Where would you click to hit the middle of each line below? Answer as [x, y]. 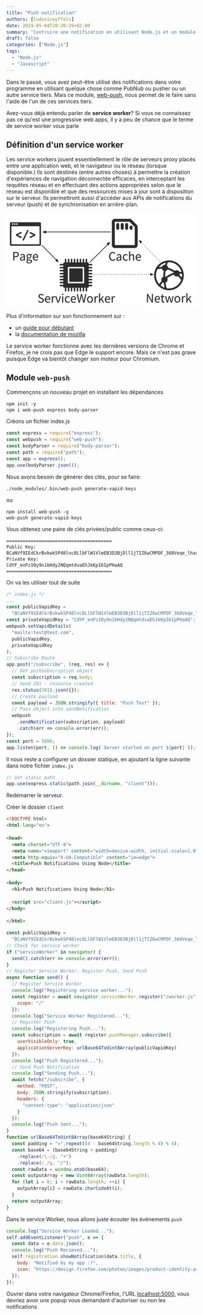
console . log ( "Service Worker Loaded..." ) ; [60, 1231]
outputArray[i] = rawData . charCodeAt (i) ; [70, 1188]
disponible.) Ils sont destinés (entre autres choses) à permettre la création [98, 172]
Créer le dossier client [35, 807]
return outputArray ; [37, 1201]
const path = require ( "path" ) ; [46, 452]
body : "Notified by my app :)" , [58, 1263]
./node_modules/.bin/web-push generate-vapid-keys [71, 489]
